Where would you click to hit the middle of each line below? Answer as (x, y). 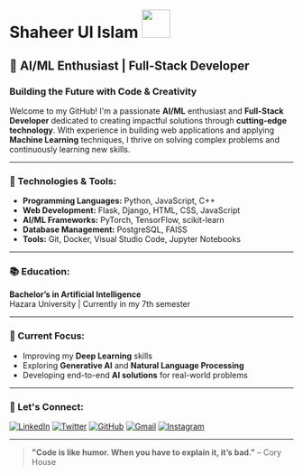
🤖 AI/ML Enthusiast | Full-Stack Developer (129, 65)
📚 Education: (40, 272)
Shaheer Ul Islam (74, 33)
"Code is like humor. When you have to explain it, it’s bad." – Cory (156, 452)
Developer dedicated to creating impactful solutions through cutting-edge (148, 120)
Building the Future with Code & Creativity (103, 91)
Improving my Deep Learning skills (87, 356)
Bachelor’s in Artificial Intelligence (75, 294)
